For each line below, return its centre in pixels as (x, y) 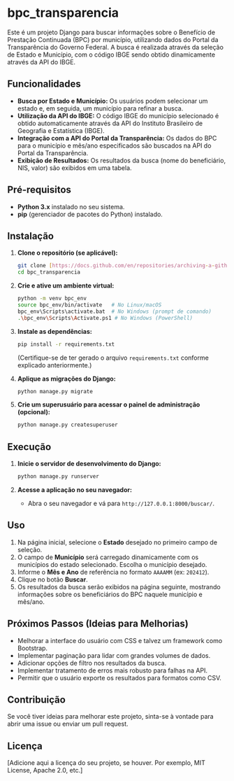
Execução (29, 447)
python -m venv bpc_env (52, 299)
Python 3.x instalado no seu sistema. (71, 206)
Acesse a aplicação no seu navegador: (75, 490)
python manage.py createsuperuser (67, 425)
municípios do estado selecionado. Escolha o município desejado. (112, 564)
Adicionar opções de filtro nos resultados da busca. (92, 663)
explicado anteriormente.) (54, 365)
